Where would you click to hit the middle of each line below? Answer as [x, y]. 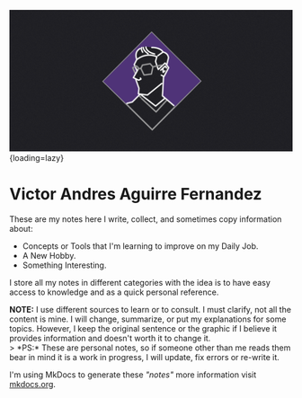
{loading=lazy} [37, 158]
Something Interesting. [64, 265]
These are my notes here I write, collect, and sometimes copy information [146, 219]
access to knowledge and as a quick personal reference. [114, 292]
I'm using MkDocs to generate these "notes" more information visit [133, 375]
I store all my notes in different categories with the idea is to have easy [140, 282]
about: [21, 228]
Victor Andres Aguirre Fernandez [136, 195]
